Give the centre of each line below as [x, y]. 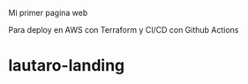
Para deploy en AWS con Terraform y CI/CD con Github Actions [124, 30]
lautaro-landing [67, 66]
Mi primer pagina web [48, 13]
